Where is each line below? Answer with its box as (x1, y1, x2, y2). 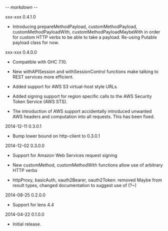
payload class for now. (12, 39, 59, 45)
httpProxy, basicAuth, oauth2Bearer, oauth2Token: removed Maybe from (12, 177, 162, 183)
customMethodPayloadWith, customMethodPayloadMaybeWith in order (12, 29, 160, 34)
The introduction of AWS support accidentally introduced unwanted (12, 108, 152, 114)
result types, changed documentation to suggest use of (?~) (12, 182, 136, 188)
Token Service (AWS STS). (12, 98, 67, 104)
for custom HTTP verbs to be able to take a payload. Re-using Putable (12, 34, 157, 40)
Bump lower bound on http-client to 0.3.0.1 (12, 133, 100, 139)
